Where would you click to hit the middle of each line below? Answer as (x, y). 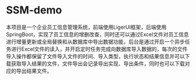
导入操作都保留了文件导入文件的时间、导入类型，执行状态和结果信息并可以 (95, 56)
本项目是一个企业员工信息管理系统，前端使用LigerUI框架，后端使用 (86, 27)
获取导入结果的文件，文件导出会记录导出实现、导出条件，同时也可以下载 (98, 63)
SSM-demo (34, 10)
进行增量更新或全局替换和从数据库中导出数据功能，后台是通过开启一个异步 (95, 41)
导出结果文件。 (34, 71)
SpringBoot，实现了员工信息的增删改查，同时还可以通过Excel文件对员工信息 (98, 34)
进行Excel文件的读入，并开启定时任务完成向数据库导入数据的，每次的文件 (99, 49)
